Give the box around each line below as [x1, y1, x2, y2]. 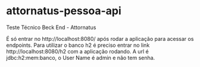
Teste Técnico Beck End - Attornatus [6, 24, 96, 31]
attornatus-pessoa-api [6, 4, 122, 18]
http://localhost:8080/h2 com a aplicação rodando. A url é [6, 47, 149, 55]
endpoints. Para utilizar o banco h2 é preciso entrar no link [6, 42, 150, 49]
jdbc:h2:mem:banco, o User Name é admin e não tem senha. [6, 54, 155, 61]
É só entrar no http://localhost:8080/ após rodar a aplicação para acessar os [6, 35, 194, 42]
